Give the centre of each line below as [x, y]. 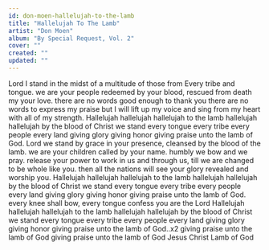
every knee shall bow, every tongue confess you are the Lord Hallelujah [126, 203]
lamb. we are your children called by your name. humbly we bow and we [128, 152]
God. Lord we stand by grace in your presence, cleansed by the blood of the [134, 143]
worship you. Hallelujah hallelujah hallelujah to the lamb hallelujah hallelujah [133, 177]
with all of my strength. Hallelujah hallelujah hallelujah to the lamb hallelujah [133, 117]
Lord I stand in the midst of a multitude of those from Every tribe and [122, 83]
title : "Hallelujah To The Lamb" [64, 23]
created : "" [28, 53]
